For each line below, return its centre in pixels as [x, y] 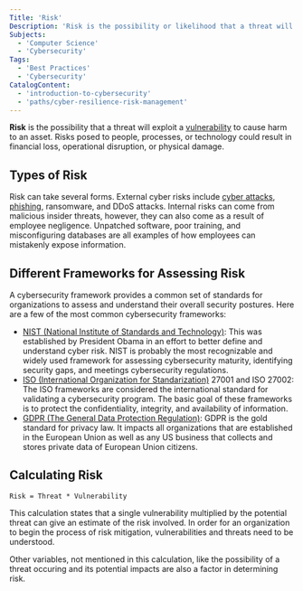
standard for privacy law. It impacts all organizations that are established [157, 427]
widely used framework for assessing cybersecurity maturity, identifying [157, 361]
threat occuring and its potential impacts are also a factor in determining [144, 568]
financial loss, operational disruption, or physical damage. [117, 146]
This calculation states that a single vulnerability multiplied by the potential [148, 512]
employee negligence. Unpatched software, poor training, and [125, 226]
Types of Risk [48, 175]
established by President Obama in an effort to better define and [142, 341]
